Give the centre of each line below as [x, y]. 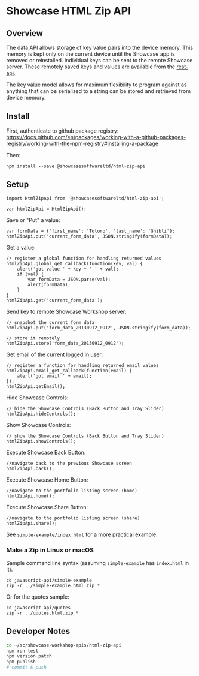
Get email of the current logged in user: [55, 354]
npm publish [21, 662]
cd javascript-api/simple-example [49, 580]
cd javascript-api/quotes [38, 608]
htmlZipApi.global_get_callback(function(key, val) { [75, 263]
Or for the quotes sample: [38, 597]
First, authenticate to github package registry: [62, 131]
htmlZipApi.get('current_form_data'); [54, 300]
